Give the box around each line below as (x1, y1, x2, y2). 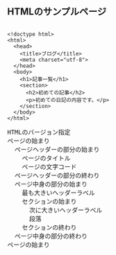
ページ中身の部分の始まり (14, 180, 88, 188)
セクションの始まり (22, 197, 77, 205)
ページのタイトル (22, 154, 71, 162)
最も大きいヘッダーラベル (22, 188, 95, 197)
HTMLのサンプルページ (7, 6, 107, 18)
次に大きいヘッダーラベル (28, 206, 103, 214)
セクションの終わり (22, 223, 77, 231)
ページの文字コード (22, 163, 77, 170)
